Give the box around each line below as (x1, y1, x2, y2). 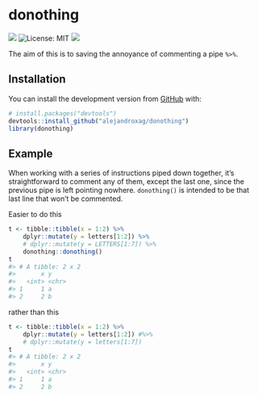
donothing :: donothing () (23, 248, 103, 256)
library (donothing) (8, 124, 74, 132)
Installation (8, 73, 66, 86)
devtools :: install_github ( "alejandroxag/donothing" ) (8, 117, 189, 125)
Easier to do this (8, 210, 62, 219)
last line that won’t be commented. (8, 194, 123, 203)
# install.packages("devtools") (8, 109, 117, 118)
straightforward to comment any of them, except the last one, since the (8, 177, 244, 186)
